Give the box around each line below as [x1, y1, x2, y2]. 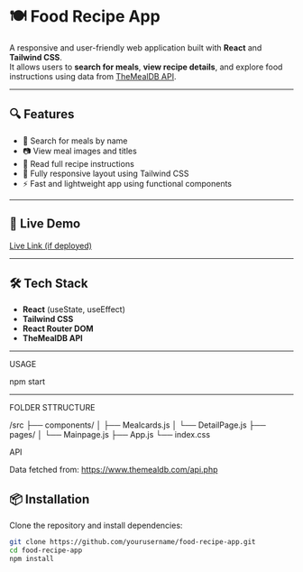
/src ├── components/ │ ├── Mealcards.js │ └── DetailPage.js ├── [9, 420, 266, 430]
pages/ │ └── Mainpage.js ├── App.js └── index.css [9, 429, 210, 440]
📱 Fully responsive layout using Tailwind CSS [22, 168, 189, 179]
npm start [9, 376, 46, 387]
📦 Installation [9, 492, 90, 507]
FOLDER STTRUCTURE [9, 402, 96, 413]
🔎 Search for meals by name [22, 135, 128, 146]
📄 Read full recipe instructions [22, 158, 135, 169]
